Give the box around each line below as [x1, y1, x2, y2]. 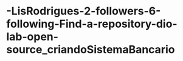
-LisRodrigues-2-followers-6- [6, 4, 161, 18]
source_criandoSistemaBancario [6, 43, 175, 57]
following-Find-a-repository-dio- [6, 17, 178, 31]
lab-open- [6, 30, 59, 43]
